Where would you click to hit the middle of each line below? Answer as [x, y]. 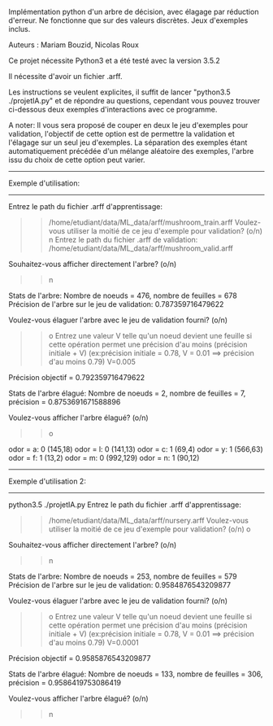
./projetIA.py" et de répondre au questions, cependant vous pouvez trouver [134, 101]
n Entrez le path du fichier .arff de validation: [123, 240]
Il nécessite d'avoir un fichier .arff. [65, 76]
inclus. [19, 29]
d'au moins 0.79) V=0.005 [92, 362]
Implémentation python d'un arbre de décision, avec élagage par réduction [134, 12]
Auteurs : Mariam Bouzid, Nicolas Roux [74, 45]
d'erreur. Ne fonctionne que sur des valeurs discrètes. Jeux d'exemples [128, 20]
